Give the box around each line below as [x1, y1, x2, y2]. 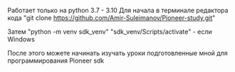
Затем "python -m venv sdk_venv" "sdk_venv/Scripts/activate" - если [7, 28, 212, 36]
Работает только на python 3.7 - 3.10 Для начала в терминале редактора [7, 6, 229, 14]
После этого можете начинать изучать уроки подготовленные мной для [7, 49, 228, 57]
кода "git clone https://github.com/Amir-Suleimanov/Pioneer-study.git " [7, 14, 216, 22]
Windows [7, 35, 36, 43]
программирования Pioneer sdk [7, 56, 105, 65]
